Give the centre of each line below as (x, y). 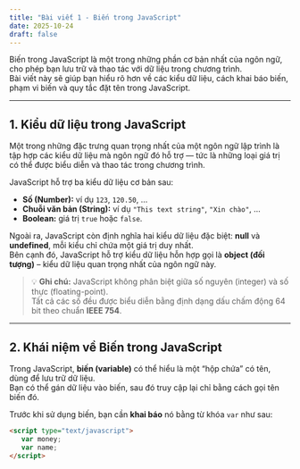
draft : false (33, 34)
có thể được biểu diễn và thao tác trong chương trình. (107, 165)
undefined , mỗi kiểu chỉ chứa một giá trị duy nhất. (101, 246)
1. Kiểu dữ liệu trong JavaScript (97, 125)
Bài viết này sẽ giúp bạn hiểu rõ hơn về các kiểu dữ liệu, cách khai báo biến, (149, 79)
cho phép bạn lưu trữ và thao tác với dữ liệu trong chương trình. (126, 69)
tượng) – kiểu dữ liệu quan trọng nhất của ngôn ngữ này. (113, 264)
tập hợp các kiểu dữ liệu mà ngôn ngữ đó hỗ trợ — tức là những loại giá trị (145, 155)
